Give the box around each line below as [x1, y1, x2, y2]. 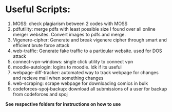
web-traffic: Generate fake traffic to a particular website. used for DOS [12, 48, 163, 54]
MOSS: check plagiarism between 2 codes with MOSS [12, 20, 128, 27]
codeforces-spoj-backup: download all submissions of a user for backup [12, 85, 167, 92]
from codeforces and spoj [12, 91, 68, 97]
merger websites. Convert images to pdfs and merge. [12, 31, 126, 37]
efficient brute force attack [12, 42, 70, 48]
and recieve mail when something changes [12, 75, 104, 81]
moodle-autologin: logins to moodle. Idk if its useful [12, 64, 122, 70]
